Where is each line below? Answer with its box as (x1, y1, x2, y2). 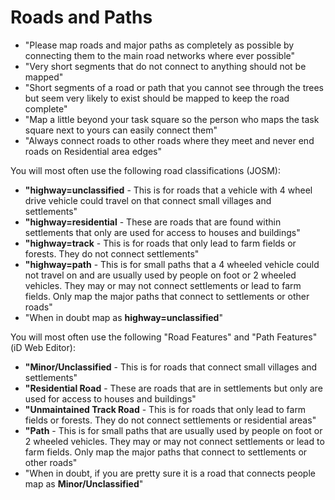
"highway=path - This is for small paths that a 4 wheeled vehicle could (24, 258, 320, 270)
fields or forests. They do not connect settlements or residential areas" (24, 414, 317, 426)
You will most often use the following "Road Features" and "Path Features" (10, 331, 318, 343)
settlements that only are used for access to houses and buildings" (24, 226, 301, 238)
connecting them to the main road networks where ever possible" (24, 49, 296, 61)
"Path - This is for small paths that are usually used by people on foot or (24, 424, 323, 436)
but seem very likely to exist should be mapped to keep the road (24, 92, 290, 104)
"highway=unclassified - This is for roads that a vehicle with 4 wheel (24, 184, 313, 196)
